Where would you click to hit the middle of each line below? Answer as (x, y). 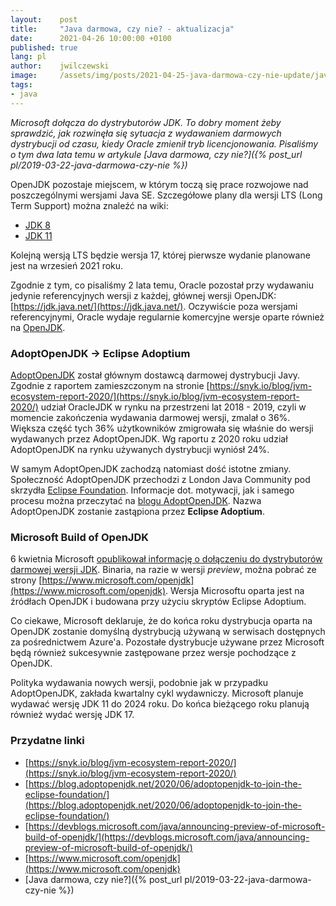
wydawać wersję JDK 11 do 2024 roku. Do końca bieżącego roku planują (160, 704)
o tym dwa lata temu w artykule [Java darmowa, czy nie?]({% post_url (156, 154)
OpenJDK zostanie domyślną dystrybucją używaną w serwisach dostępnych (168, 632)
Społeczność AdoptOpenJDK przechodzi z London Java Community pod (160, 479)
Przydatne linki (47, 741)
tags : (21, 85)
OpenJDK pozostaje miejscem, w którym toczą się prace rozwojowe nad (159, 184)
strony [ (26, 580)
